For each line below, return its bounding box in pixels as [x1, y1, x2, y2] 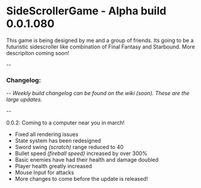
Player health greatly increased [14, 163, 92, 170]
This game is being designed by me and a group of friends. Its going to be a [6, 37, 194, 44]
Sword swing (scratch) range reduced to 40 [14, 144, 124, 151]
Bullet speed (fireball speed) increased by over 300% [14, 150, 148, 157]
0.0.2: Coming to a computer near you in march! [6, 119, 125, 126]
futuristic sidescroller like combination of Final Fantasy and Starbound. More [6, 43, 195, 50]
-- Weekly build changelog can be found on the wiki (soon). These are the [6, 90, 190, 97]
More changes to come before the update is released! [14, 175, 148, 183]
